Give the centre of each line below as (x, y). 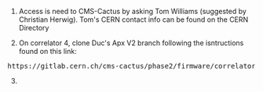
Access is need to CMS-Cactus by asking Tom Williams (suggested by (132, 11)
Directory (34, 28)
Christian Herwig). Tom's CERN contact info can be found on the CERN (133, 19)
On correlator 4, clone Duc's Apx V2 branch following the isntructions (131, 43)
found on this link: (47, 51)
